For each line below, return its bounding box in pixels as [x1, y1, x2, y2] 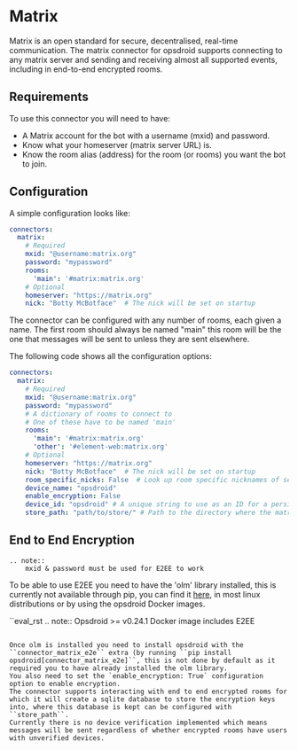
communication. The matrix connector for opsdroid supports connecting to [9, 44, 283, 55]
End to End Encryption [9, 533, 135, 548]
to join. [21, 158, 48, 169]
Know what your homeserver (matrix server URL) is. [21, 139, 213, 150]
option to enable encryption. [9, 679, 122, 688]
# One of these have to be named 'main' [25, 418, 176, 426]
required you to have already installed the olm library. [9, 663, 228, 673]
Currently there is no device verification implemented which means [9, 718, 268, 727]
